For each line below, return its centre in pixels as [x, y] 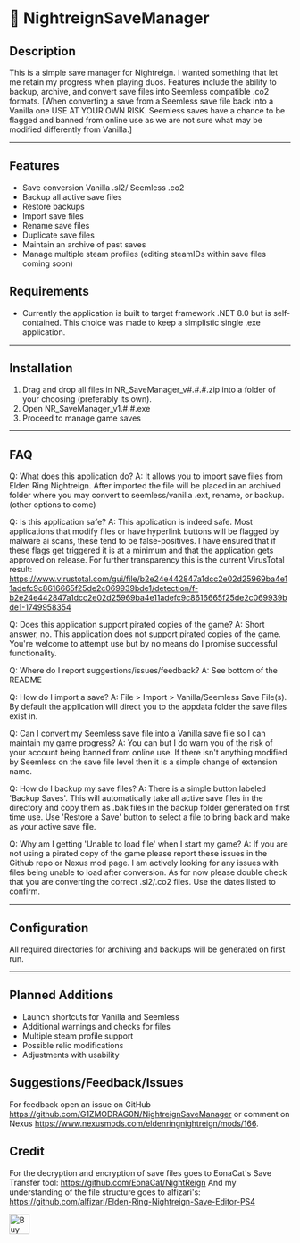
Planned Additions [62, 995]
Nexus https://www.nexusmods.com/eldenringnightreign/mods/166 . [134, 1123]
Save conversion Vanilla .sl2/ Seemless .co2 [103, 188]
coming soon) [48, 263]
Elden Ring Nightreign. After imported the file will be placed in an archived [145, 486]
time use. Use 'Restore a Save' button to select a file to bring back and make [150, 817]
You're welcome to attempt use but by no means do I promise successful [144, 644]
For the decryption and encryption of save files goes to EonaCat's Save [141, 1172]
